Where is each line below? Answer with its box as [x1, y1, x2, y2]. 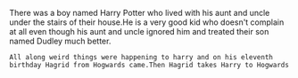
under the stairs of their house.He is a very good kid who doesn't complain [9, 17, 285, 27]
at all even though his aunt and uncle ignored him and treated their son [9, 27, 269, 36]
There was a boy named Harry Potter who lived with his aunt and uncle [9, 8, 270, 18]
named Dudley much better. [9, 35, 112, 46]
